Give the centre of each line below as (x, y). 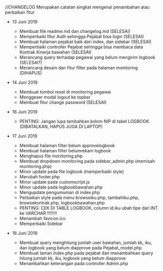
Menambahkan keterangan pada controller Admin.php (74, 263)
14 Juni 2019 (25, 82)
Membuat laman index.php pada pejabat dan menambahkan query (86, 253)
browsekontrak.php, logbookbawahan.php (62, 203)
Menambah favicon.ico (42, 218)
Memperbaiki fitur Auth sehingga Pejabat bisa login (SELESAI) (81, 37)
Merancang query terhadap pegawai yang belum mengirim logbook (87, 57)
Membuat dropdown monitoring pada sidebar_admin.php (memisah (87, 161)
